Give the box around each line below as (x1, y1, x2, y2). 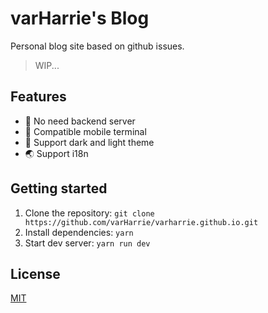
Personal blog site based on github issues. (10, 40, 185, 52)
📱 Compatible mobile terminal (24, 125, 147, 137)
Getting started (10, 180, 108, 197)
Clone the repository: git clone (24, 207, 155, 219)
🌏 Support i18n (24, 147, 89, 159)
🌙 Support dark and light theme (24, 136, 155, 148)
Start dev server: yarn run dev (24, 237, 151, 249)
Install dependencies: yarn (24, 226, 134, 238)
